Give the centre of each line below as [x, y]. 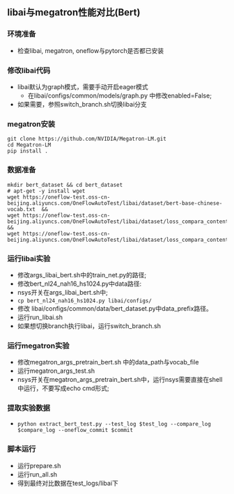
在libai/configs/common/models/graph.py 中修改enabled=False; [120, 95]
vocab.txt [22, 209]
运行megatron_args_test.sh [56, 371]
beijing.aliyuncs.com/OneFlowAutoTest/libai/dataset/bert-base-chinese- [115, 203]
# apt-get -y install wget [46, 191]
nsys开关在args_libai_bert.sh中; [62, 292]
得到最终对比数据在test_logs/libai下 [68, 483]
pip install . [28, 151]
